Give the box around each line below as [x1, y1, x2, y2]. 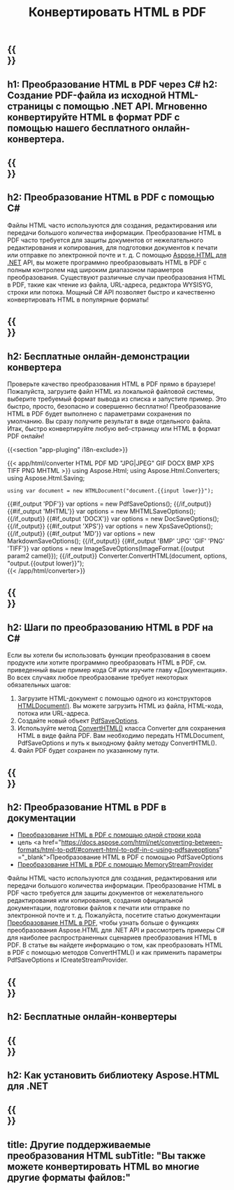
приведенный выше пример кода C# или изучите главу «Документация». [7, 666, 228, 674]
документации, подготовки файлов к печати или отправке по [7, 904, 190, 912]
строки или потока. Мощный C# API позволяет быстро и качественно [7, 288, 215, 296]
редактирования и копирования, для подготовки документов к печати [7, 243, 218, 252]
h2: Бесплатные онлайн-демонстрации [7, 350, 190, 362]
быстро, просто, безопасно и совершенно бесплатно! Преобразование [7, 402, 221, 410]
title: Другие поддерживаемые [7, 1138, 152, 1151]
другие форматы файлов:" [7, 1171, 131, 1183]
